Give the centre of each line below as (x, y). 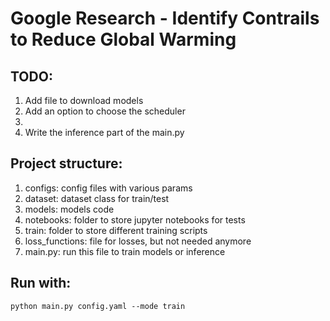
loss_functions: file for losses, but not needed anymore (138, 241)
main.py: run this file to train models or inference (125, 251)
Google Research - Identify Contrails (165, 18)
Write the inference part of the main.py (104, 132)
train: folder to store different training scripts (116, 230)
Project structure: (66, 163)
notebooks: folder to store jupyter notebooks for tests (135, 219)
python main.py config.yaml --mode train (98, 306)
